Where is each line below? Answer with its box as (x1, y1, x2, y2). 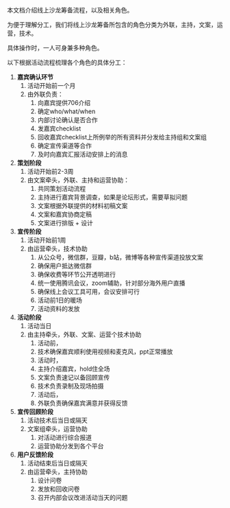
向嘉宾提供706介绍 (37, 99, 91, 106)
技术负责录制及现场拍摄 (37, 382, 104, 390)
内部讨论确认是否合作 (37, 116, 98, 124)
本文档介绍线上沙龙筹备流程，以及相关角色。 (7, 6, 133, 14)
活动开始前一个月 (27, 82, 76, 89)
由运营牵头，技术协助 (27, 244, 88, 253)
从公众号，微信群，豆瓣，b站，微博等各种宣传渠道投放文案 (37, 253, 203, 261)
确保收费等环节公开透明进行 (37, 270, 116, 278)
